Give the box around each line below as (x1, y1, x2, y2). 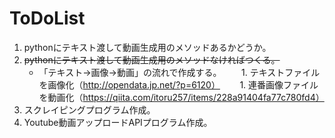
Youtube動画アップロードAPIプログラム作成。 (23, 116, 213, 128)
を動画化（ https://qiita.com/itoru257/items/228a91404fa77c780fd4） (38, 91, 325, 103)
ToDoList (9, 7, 86, 30)
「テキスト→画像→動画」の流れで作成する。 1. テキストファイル (38, 66, 321, 78)
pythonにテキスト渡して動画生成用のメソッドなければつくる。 (23, 53, 281, 66)
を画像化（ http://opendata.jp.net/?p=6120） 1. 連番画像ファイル (38, 78, 319, 91)
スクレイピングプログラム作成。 (23, 103, 156, 116)
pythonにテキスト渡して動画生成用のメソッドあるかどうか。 (23, 41, 272, 53)
